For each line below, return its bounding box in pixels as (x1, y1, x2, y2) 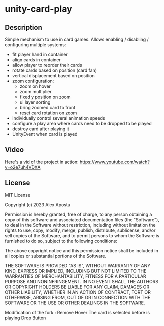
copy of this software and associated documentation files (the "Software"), (5, 216, 160, 223)
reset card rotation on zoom (19, 110, 77, 116)
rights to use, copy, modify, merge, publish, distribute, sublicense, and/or (5, 227, 156, 233)
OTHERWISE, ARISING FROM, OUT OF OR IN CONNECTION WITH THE (5, 294, 151, 300)
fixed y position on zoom (19, 94, 71, 100)
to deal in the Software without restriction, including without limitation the (5, 222, 156, 228)
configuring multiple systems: (5, 42, 66, 48)
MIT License (5, 192, 31, 198)
